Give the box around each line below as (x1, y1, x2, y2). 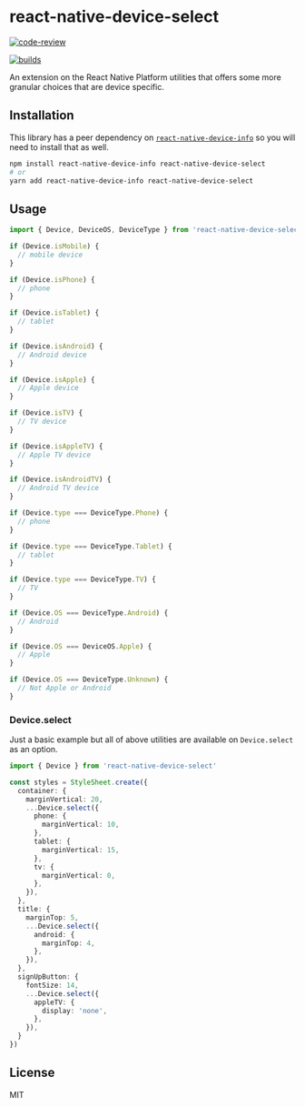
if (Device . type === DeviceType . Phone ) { (9, 508, 169, 518)
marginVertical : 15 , (42, 845, 120, 854)
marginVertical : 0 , (42, 871, 116, 880)
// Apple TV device (17, 450, 92, 459)
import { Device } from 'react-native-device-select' (9, 761, 218, 770)
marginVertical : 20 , (25, 794, 103, 804)
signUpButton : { (17, 972, 79, 981)
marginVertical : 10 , (42, 820, 120, 830)
